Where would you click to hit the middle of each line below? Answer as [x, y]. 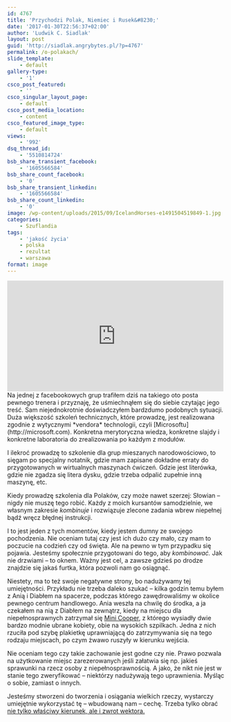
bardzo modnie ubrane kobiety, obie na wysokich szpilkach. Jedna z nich [112, 625]
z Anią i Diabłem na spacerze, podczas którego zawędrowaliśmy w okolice [113, 595]
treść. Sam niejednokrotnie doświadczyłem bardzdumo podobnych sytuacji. [115, 410]
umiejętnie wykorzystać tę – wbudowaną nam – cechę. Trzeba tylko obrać [113, 703]
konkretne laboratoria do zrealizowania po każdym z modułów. [96, 439]
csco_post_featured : [37, 84]
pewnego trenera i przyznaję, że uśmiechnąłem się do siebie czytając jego [113, 402]
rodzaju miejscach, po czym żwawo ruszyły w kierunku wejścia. [98, 640]
